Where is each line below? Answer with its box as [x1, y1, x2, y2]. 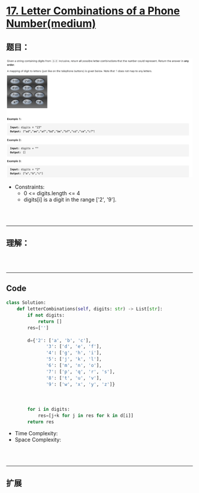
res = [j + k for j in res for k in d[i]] [37, 413, 134, 419]
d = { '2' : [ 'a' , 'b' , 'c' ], [27, 337, 92, 343]
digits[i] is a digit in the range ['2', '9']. [23, 196, 117, 203]
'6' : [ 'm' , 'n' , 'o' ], [46, 363, 102, 369]
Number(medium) [6, 17, 97, 30]
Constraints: [14, 183, 45, 190]
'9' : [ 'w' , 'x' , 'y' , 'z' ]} [46, 381, 115, 387]
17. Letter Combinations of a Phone [6, 4, 180, 18]
